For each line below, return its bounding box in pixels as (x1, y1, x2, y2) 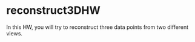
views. (6, 29, 23, 37)
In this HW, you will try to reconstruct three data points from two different (6, 23, 189, 31)
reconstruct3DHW (6, 4, 101, 17)
